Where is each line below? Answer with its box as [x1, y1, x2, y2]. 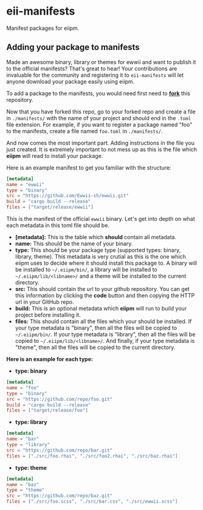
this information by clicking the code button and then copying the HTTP [15, 292, 195, 299]
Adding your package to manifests [6, 42, 140, 52]
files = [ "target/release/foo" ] [6, 408, 88, 414]
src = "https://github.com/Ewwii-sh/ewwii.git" [6, 193, 129, 199]
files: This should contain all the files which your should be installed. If [15, 318, 192, 325]
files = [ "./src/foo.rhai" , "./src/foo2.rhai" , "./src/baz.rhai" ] [6, 453, 178, 459]
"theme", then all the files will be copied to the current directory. [15, 343, 176, 351]
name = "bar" [6, 436, 40, 442]
